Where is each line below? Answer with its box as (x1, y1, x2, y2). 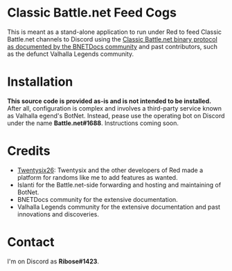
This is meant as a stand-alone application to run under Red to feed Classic (7, 28, 222, 36)
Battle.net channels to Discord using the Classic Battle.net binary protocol (7, 35, 218, 43)
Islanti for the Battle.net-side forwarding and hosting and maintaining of (17, 180, 222, 189)
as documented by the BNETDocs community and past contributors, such (7, 42, 218, 50)
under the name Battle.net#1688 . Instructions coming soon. (7, 119, 179, 127)
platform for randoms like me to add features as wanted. (17, 173, 178, 181)
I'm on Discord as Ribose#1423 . (7, 257, 99, 265)
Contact (7, 234, 55, 250)
